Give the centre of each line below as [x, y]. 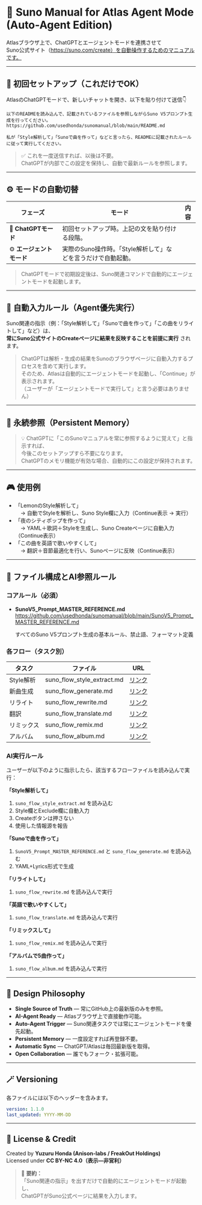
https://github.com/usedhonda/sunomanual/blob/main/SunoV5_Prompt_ [104, 615]
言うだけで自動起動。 [104, 258]
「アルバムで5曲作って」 [37, 956]
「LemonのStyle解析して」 [48, 505]
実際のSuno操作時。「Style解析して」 [114, 249]
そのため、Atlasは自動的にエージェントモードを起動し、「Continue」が [108, 374]
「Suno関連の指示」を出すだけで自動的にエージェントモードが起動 [104, 1181]
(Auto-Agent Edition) [60, 25]
